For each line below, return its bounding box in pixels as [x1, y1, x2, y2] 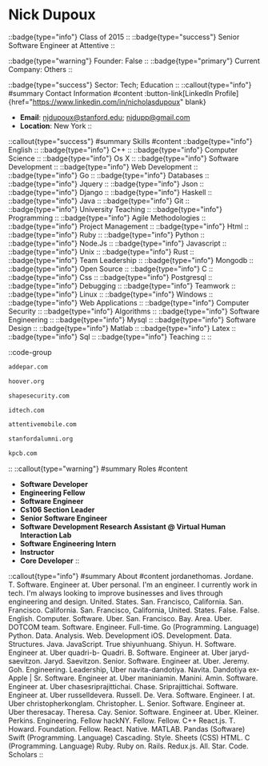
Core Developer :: [19, 556, 80, 565]
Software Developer [19, 480, 88, 489]
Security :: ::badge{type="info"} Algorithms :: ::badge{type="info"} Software [8, 306, 260, 316]
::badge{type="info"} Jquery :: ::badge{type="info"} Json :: [8, 178, 204, 189]
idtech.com [8, 406, 45, 414]
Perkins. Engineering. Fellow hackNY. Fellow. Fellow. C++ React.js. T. [8, 716, 236, 725]
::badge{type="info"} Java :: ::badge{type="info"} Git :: [8, 196, 190, 205]
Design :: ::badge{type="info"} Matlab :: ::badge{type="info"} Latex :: [8, 323, 236, 333]
